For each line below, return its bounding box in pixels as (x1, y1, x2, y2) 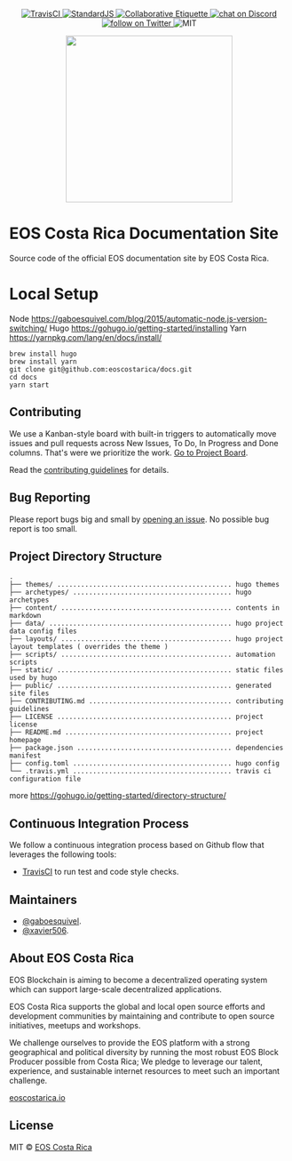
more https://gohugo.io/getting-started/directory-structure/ (9, 790, 226, 801)
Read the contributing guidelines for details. (9, 464, 170, 475)
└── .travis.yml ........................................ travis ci (9, 767, 272, 776)
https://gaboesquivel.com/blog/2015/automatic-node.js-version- (30, 313, 268, 324)
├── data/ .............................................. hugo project (9, 619, 284, 629)
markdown (9, 612, 42, 621)
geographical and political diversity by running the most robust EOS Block (9, 1046, 280, 1057)
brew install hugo (9, 349, 77, 358)
